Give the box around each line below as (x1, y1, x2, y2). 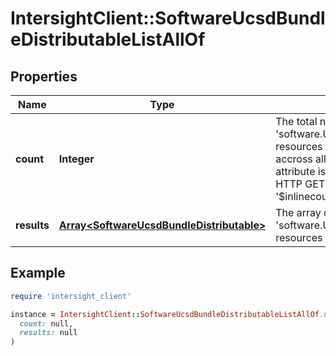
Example (10, 265, 66, 282)
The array (275, 206, 322, 219)
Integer (58, 152, 95, 166)
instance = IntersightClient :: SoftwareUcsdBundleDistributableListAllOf (10, 309, 320, 319)
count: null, (19, 318, 74, 329)
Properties (10, 68, 78, 85)
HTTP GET (275, 177, 326, 191)
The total (275, 115, 318, 128)
